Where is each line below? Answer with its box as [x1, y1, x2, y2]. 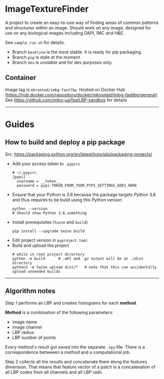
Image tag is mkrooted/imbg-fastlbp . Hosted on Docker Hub [5, 87, 125, 93]
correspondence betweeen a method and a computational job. [5, 349, 131, 355]
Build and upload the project [12, 242, 69, 248]
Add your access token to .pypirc [12, 161, 81, 166]
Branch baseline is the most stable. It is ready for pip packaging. [12, 49, 143, 55]
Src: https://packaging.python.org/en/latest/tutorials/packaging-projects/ [5, 151, 152, 157]
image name [12, 319, 38, 325]
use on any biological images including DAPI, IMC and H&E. [5, 30, 124, 36]
